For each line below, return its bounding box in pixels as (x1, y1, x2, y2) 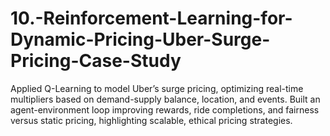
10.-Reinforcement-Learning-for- (10, 7, 293, 30)
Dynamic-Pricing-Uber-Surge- (10, 28, 271, 51)
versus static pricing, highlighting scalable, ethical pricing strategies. (10, 114, 293, 126)
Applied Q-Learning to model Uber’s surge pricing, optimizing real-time (10, 82, 304, 94)
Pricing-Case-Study (10, 50, 182, 72)
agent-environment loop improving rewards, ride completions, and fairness (10, 103, 320, 116)
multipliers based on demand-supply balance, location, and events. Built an (10, 93, 321, 105)
